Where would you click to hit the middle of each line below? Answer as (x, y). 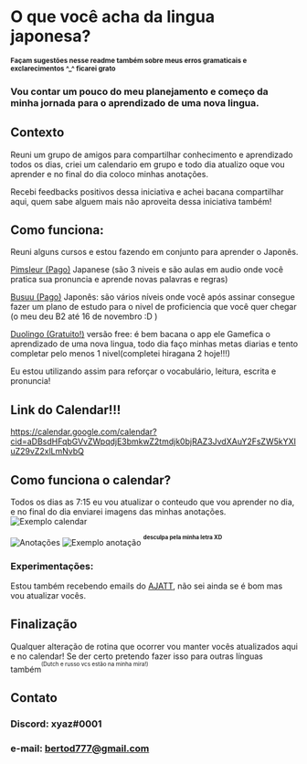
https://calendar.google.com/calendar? (84, 432)
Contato (34, 698)
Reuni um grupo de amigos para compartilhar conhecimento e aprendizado (152, 154)
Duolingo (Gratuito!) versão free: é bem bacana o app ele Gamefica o (140, 334)
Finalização (44, 625)
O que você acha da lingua (113, 17)
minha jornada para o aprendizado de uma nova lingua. (135, 102)
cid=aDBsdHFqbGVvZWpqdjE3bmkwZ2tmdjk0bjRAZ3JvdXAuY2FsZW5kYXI (153, 441)
